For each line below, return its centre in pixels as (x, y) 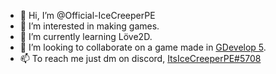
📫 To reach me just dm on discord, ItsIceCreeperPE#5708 (140, 58)
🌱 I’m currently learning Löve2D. (86, 36)
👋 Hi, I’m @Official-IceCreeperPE (87, 15)
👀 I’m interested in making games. (89, 26)
